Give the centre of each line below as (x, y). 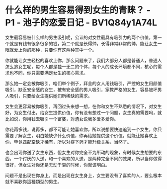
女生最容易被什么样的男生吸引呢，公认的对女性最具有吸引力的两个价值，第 (81, 37)
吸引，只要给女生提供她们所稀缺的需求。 (51, 95)
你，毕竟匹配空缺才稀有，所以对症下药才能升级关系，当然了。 (68, 142)
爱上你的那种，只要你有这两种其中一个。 (55, 50)
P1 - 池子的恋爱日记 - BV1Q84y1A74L (81, 23)
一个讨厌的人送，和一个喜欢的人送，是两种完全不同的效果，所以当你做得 (88, 158)
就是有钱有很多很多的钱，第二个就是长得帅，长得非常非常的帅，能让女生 (83, 43)
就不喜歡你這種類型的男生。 (34, 182)
